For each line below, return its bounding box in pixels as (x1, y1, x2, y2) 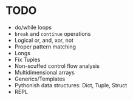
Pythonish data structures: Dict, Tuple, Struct (14, 81, 128, 88)
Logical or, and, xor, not (14, 36, 74, 44)
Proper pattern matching (14, 43, 77, 50)
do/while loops (14, 24, 52, 31)
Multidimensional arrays (14, 68, 75, 76)
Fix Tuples (14, 56, 41, 63)
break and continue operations (14, 30, 91, 37)
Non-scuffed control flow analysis (14, 62, 100, 70)
